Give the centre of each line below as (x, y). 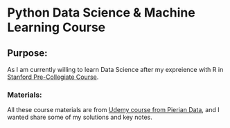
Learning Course (56, 27)
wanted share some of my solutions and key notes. (80, 117)
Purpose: (27, 53)
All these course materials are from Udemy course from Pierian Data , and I (113, 110)
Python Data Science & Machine (101, 13)
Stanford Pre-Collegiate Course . (53, 77)
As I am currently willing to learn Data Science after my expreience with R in (115, 70)
